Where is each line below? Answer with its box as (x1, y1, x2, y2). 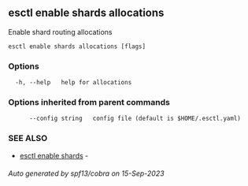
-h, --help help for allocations (15, 79, 132, 87)
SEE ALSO (8, 133, 48, 144)
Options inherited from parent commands (8, 97, 171, 108)
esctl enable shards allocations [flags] (8, 43, 146, 50)
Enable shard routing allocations (8, 27, 113, 36)
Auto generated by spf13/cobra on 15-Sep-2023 (8, 169, 165, 178)
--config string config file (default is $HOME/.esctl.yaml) (28, 114, 242, 123)
